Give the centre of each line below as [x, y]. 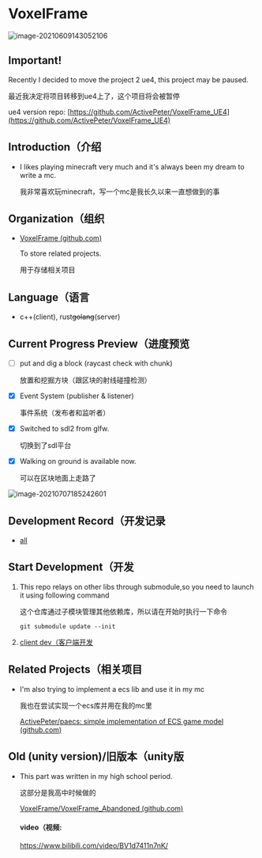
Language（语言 [49, 297]
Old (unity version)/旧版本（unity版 [96, 757]
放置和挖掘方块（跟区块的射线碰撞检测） [85, 380]
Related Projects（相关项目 [75, 670]
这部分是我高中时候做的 [58, 792]
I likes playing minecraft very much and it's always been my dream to [132, 166]
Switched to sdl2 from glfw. [64, 429]
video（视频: [41, 827]
